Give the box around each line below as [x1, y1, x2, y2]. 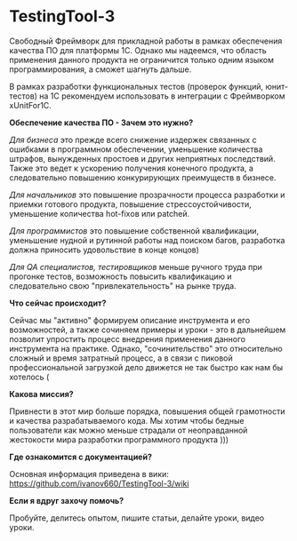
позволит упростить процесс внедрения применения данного [9, 333, 246, 344]
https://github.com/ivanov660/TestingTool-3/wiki [9, 478, 189, 489]
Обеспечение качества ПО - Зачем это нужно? [9, 117, 194, 128]
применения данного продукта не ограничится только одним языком [9, 54, 274, 65]
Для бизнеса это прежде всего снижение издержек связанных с [9, 134, 257, 145]
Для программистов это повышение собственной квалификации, [9, 225, 260, 236]
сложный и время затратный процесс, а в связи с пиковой [9, 353, 233, 363]
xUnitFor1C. [9, 99, 52, 110]
